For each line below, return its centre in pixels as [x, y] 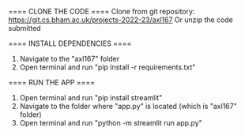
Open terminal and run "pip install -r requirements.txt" [107, 67]
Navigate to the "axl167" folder [70, 59]
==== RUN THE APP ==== [52, 82]
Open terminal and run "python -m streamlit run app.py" [111, 123]
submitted [24, 28]
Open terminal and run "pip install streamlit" [91, 97]
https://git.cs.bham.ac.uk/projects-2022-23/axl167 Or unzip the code [121, 20]
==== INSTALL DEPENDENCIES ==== [70, 43]
